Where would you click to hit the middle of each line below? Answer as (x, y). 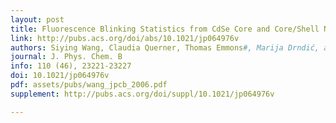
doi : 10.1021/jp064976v (60, 76)
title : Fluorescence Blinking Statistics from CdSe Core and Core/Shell (165, 29)
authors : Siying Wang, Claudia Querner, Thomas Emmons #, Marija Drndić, (165, 47)
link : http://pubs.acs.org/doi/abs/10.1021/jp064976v (125, 38)
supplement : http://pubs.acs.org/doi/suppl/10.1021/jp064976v (142, 94)
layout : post (37, 19)
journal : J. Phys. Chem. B (66, 57)
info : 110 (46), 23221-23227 (71, 66)
